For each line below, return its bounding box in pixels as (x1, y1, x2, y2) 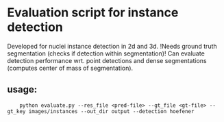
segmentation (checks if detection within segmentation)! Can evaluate (7, 49, 206, 58)
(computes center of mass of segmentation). (7, 64, 134, 72)
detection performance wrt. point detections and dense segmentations (7, 56, 207, 64)
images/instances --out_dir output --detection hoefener (28, 108, 195, 114)
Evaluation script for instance (7, 5, 179, 21)
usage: (7, 84, 38, 95)
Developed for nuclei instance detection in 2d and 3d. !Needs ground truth (7, 42, 217, 50)
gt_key (7, 108, 26, 114)
